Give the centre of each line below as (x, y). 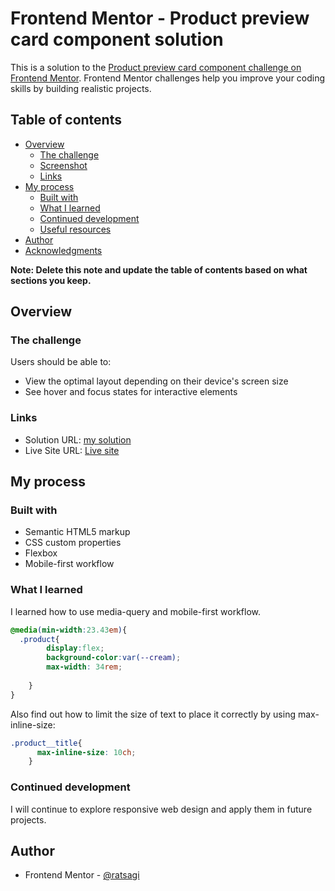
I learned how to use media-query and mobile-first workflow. (135, 611)
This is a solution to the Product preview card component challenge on (156, 67)
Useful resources (75, 229)
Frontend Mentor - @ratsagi (82, 875)
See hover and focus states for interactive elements (131, 392)
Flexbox (41, 553)
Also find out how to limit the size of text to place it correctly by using (153, 714)
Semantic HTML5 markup (77, 532)
